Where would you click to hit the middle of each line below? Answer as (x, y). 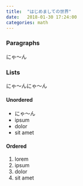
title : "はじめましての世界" (39, 11)
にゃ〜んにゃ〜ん (27, 85)
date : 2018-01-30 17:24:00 (41, 17)
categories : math (27, 22)
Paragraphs (23, 43)
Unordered (20, 99)
